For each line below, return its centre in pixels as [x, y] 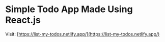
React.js [23, 20]
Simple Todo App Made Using [69, 9]
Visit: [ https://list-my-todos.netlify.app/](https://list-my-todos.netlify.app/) [82, 34]
